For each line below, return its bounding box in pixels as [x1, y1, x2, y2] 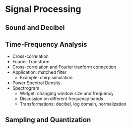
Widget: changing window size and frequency [19, 91, 114, 97]
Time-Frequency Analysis [5, 40, 87, 48]
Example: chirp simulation [19, 75, 73, 81]
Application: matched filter [12, 69, 67, 75]
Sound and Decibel [5, 23, 65, 32]
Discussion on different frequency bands [19, 96, 103, 102]
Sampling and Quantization [5, 116, 91, 124]
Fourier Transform [12, 59, 50, 65]
